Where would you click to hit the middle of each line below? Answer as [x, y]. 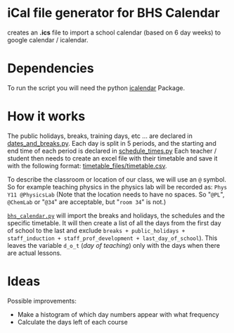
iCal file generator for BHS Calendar [113, 13]
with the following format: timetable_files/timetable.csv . [87, 165]
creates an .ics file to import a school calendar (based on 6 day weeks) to [114, 32]
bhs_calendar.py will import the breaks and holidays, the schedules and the [116, 215]
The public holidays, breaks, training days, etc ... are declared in [100, 136]
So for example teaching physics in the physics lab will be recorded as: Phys [117, 187]
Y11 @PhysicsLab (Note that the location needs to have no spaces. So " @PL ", [116, 194]
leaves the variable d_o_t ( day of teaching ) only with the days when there [113, 245]
